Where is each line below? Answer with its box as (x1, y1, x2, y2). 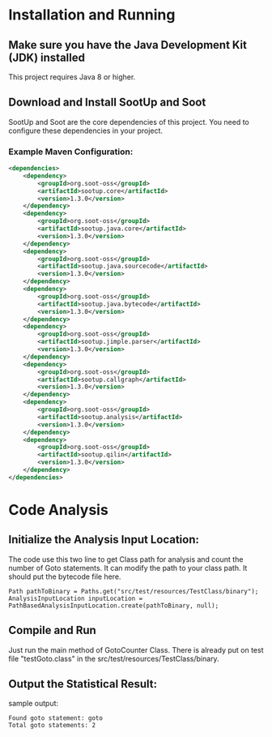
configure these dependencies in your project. (8, 126, 164, 135)
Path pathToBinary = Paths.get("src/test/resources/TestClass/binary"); (8, 587, 259, 595)
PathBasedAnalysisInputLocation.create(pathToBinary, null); (8, 602, 219, 610)
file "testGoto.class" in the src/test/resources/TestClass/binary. (8, 653, 220, 663)
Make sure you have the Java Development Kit (8, 38, 247, 52)
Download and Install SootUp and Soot (8, 96, 206, 109)
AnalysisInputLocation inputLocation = (8, 594, 143, 602)
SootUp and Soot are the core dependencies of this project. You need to (8, 117, 249, 126)
